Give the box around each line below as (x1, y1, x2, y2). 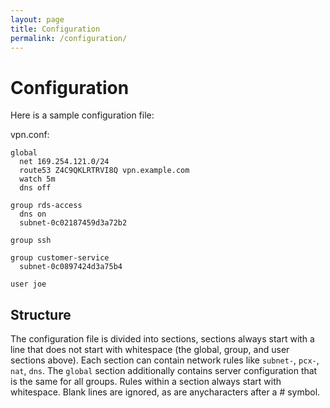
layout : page (10, 14, 65, 25)
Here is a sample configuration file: (10, 109, 155, 121)
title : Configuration (10, 24, 101, 34)
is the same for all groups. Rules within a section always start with (10, 376, 282, 388)
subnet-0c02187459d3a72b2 (19, 218, 128, 228)
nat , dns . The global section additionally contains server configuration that (10, 365, 318, 377)
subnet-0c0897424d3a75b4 (19, 262, 123, 272)
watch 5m (19, 174, 56, 185)
